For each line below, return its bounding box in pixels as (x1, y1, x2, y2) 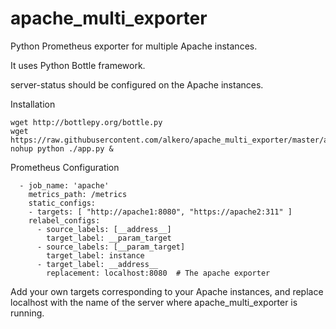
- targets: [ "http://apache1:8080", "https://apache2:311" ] (28, 207, 293, 217)
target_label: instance (46, 250, 145, 261)
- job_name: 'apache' (19, 180, 110, 191)
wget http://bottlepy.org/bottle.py (10, 117, 163, 127)
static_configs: (28, 198, 97, 208)
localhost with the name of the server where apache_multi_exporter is (10, 296, 298, 308)
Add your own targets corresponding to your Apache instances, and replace (10, 285, 324, 297)
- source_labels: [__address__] (36, 224, 172, 234)
